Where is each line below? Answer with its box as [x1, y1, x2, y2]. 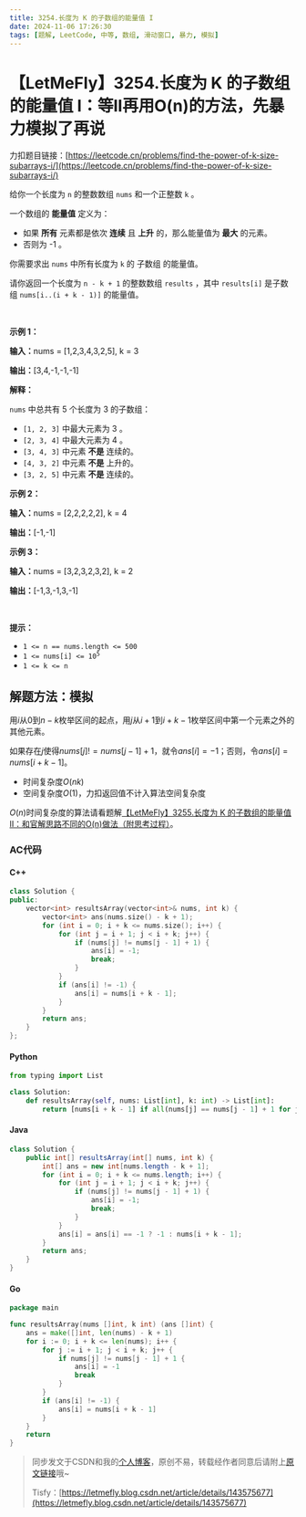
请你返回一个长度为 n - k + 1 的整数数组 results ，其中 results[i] [9, 277, 262, 288]
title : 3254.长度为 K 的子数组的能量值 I [9, 13, 154, 23]
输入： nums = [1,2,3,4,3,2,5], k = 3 [9, 346, 139, 357]
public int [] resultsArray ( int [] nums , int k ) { [25, 1153, 214, 1162]
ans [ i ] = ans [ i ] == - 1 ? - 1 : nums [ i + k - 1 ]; [57, 1229, 243, 1239]
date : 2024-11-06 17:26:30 [9, 22, 112, 31]
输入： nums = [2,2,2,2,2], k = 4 [9, 507, 127, 518]
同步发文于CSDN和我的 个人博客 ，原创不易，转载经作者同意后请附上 [31, 1457, 287, 1468]
